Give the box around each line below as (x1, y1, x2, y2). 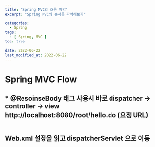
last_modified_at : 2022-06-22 (5, 52, 67, 58)
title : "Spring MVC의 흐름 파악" (5, 7, 68, 12)
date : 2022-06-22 (5, 48, 41, 53)
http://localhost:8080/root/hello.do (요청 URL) (5, 111, 149, 119)
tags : (5, 30, 16, 35)
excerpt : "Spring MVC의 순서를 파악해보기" (5, 12, 86, 17)
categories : (5, 21, 29, 26)
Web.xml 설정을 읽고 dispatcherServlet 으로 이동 (5, 134, 150, 142)
